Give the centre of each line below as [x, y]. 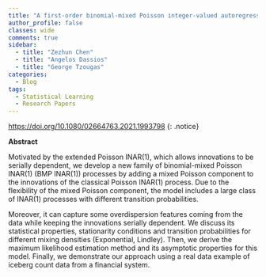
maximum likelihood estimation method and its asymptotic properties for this [133, 248]
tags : [17, 89]
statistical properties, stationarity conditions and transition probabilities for [129, 231]
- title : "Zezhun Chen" [54, 52]
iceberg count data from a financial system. [79, 265]
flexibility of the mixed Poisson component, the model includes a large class [132, 191]
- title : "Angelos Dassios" [62, 60]
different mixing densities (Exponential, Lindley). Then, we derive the [120, 240]
